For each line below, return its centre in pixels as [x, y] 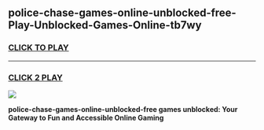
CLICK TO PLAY [38, 48]
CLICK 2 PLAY [35, 77]
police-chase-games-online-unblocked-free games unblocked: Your [123, 109]
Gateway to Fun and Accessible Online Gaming [86, 117]
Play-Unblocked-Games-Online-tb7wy [105, 26]
